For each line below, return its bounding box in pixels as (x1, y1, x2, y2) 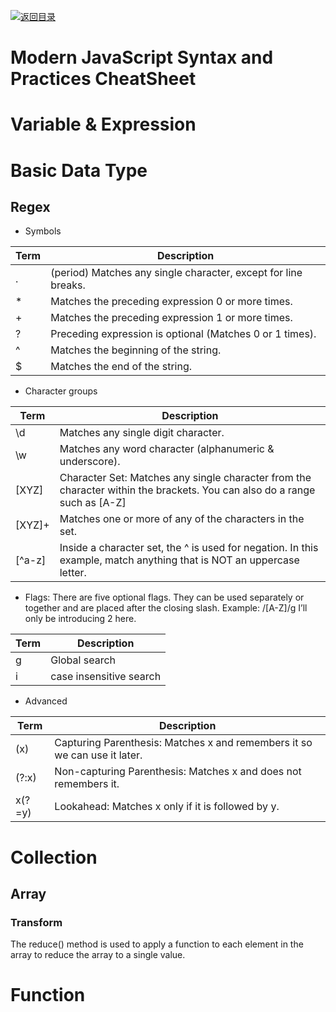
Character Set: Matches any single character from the (59, 471, 312, 485)
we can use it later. (54, 748, 143, 762)
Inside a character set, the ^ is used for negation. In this (59, 541, 319, 555)
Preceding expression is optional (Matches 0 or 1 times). (50, 327, 317, 341)
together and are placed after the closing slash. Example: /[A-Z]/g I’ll (24, 602, 308, 614)
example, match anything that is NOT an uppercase (59, 553, 300, 567)
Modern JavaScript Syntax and (10, 46, 274, 69)
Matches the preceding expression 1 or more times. (50, 311, 293, 325)
